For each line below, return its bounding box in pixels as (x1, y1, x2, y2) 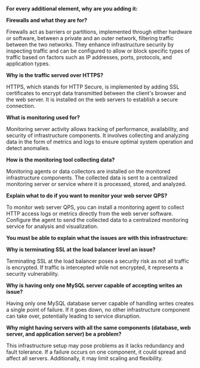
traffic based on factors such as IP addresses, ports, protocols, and (6, 54, 172, 60)
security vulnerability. (6, 270, 60, 277)
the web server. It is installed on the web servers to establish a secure (6, 96, 178, 103)
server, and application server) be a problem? (6, 330, 122, 337)
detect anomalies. (6, 145, 50, 151)
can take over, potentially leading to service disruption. (6, 312, 141, 320)
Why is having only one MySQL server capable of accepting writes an (6, 282, 183, 289)
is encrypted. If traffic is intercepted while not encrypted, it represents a (6, 264, 183, 271)
